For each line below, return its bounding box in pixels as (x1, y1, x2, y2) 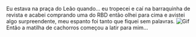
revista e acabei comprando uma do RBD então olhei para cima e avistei (6, 11, 185, 18)
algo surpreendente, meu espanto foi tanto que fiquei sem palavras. (6, 18, 175, 24)
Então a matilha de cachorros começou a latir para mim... (6, 24, 148, 31)
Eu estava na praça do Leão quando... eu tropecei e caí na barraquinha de (6, 5, 191, 12)
